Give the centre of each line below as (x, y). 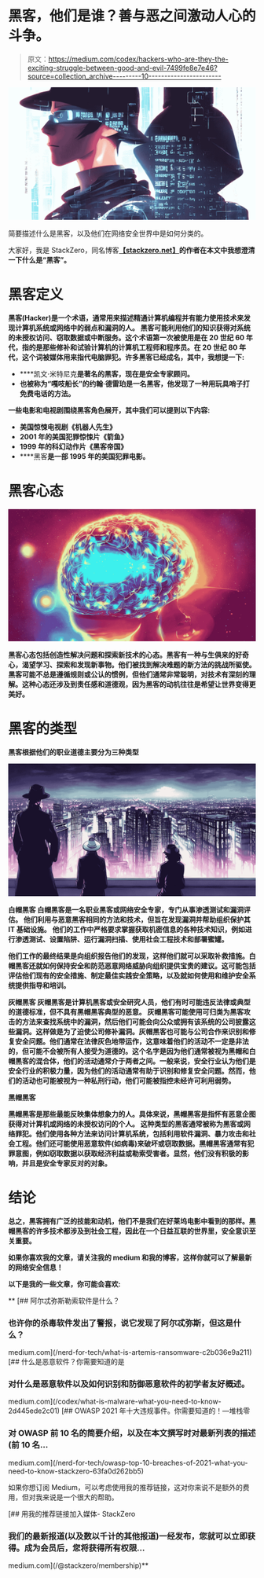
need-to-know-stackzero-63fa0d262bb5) (76, 1471)
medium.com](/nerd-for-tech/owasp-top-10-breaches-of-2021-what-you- (128, 1462)
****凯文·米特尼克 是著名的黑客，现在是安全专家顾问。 (106, 373)
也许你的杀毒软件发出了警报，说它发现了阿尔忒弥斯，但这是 (121, 1323)
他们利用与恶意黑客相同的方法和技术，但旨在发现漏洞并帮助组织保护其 (137, 919)
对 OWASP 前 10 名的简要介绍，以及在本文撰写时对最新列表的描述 (132, 1433)
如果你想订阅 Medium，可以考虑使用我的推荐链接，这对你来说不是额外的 (126, 1487)
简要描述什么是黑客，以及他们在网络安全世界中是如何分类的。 (108, 233)
